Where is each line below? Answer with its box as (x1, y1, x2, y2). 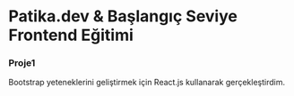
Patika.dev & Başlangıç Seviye (8, 6, 238, 27)
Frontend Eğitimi (8, 25, 134, 45)
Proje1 (8, 57, 36, 69)
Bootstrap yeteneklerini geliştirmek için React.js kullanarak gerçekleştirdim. (8, 77, 286, 88)
